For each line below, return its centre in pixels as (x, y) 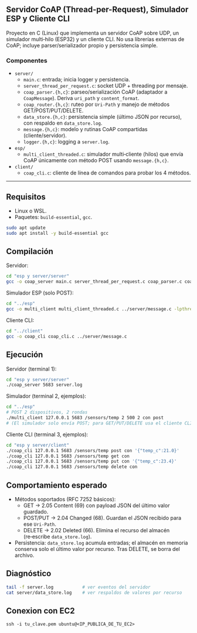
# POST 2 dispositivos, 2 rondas (47, 412)
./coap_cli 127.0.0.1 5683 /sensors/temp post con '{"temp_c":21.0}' (93, 450)
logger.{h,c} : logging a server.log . (67, 142)
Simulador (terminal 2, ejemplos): (46, 396)
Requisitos (26, 196)
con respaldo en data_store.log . (63, 123)
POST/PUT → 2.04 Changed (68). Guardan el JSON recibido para (102, 518)
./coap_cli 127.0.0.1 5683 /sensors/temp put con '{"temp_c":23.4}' (91, 461)
